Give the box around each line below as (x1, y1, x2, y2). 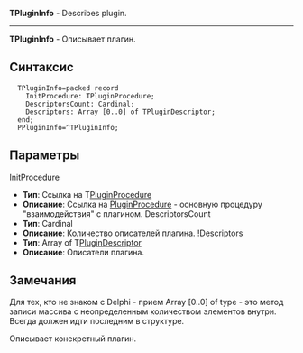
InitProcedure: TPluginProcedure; (25, 91, 155, 100)
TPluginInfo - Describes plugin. (9, 8, 128, 18)
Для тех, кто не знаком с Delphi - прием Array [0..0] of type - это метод (9, 297, 284, 308)
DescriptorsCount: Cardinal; (25, 99, 135, 108)
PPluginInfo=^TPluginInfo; (17, 123, 119, 132)
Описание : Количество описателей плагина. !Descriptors (22, 228, 243, 238)
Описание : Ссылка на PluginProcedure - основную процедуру (22, 199, 263, 209)
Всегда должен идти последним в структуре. (9, 316, 185, 327)
